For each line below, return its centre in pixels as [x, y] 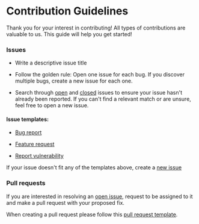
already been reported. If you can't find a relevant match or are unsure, [103, 99]
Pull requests [26, 183]
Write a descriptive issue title [51, 63]
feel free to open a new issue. [52, 105]
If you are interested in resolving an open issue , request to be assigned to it [100, 196]
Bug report [28, 132]
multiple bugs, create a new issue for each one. [74, 81]
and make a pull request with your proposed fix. [66, 202]
